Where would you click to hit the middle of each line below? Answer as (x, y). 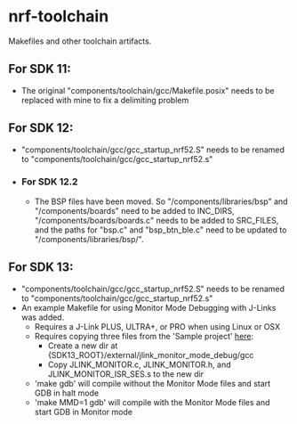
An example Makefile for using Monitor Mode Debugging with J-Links (148, 307)
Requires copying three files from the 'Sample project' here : (144, 336)
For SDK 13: (41, 268)
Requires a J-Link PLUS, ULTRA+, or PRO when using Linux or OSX (157, 326)
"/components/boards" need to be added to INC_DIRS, (134, 210)
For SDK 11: (40, 69)
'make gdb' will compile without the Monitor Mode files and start (153, 383)
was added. (43, 317)
